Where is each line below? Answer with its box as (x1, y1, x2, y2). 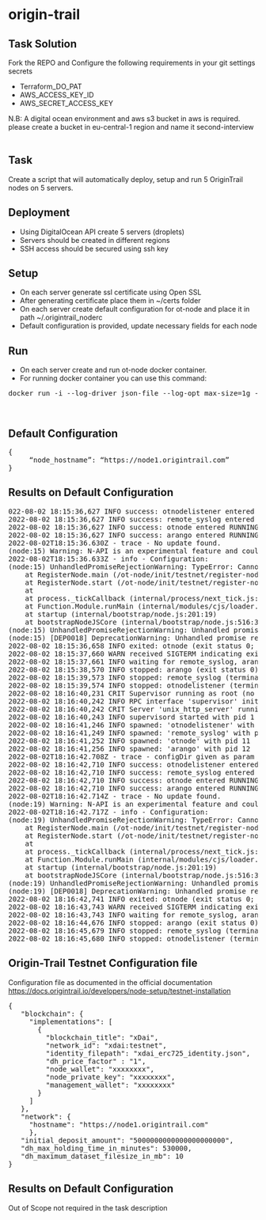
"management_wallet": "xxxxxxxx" (45, 1080, 176, 1089)
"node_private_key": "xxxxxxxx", (45, 1072, 176, 1082)
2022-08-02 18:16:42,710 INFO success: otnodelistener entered (8, 760, 259, 769)
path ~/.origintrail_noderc (19, 313, 103, 322)
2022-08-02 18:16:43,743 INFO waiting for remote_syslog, (8, 910, 238, 919)
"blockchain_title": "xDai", (45, 1032, 159, 1042)
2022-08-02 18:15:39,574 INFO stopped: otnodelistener (8, 680, 226, 690)
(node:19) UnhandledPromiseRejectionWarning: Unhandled (8, 878, 230, 888)
